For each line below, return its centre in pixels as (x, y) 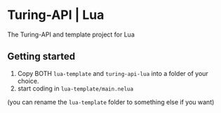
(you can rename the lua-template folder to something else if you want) (111, 102)
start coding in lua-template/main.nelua (75, 88)
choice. (28, 81)
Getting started (41, 56)
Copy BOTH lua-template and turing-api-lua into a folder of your (113, 73)
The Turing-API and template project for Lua (71, 34)
